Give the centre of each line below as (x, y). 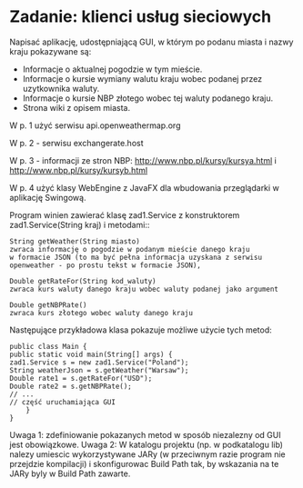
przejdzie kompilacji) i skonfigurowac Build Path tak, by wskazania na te (144, 463)
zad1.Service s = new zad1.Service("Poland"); (99, 362)
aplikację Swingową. (48, 197)
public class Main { (49, 346)
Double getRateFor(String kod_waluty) (83, 281)
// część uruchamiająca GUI (63, 402)
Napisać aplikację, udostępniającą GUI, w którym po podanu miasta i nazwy (151, 42)
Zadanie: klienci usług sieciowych (140, 17)
